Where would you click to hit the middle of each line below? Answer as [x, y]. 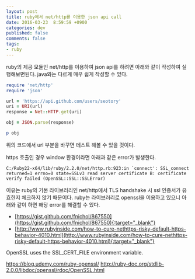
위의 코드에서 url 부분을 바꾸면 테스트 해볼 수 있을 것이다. [71, 145]
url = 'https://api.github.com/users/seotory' [64, 101]
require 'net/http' [30, 85]
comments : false [26, 39]
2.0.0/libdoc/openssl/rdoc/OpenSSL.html [55, 270]
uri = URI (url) [25, 107]
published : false [27, 33]
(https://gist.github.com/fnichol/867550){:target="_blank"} [85, 222]
